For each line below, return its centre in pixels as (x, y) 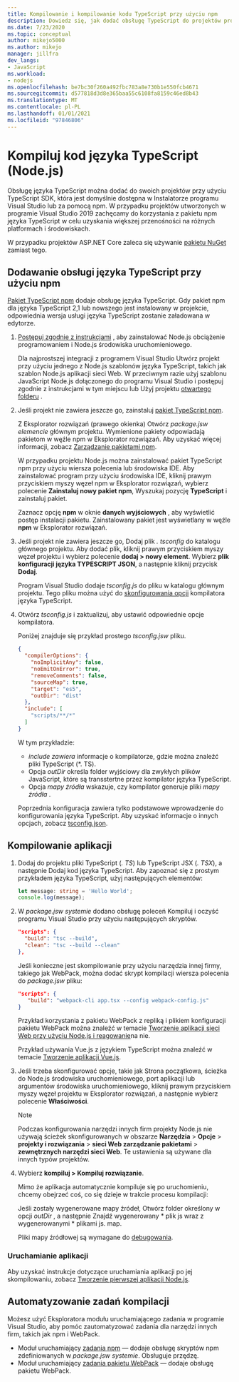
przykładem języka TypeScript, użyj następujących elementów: (110, 878)
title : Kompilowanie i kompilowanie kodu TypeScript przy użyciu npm (113, 14)
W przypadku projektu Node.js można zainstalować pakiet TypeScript (120, 460)
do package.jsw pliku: (50, 980)
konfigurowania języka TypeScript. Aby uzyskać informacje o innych (118, 815)
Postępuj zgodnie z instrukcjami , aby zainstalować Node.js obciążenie (121, 337)
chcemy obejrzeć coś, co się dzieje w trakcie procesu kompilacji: (113, 1195)
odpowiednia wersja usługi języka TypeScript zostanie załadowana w (109, 316)
